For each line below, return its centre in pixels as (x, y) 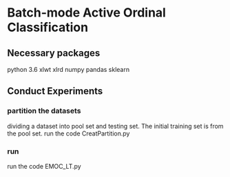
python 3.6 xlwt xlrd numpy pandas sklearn (68, 69)
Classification (48, 27)
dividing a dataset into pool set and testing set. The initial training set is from (115, 126)
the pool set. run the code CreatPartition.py (69, 133)
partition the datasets (44, 111)
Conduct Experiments (55, 91)
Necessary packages (54, 53)
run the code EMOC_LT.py (44, 166)
